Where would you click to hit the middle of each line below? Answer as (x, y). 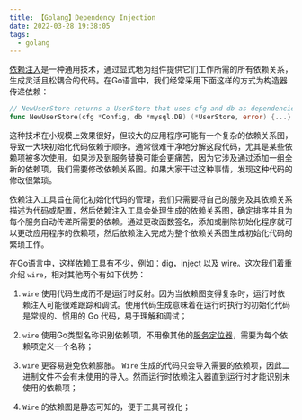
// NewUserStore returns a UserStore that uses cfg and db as (128, 109)
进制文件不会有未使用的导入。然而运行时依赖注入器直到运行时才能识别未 (156, 376)
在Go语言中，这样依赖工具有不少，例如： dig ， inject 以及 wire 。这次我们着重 (151, 263)
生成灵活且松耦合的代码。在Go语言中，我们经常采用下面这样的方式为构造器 (148, 81)
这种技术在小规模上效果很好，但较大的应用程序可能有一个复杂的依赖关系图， (151, 135)
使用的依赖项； (50, 388)
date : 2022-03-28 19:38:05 (60, 26)
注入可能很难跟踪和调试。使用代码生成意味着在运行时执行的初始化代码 (160, 305)
